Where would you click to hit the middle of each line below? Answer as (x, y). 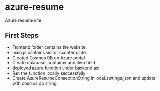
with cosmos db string (34, 83)
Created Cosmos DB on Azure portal (48, 58)
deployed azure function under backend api (56, 68)
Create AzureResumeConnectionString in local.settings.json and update (84, 78)
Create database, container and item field (54, 62)
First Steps (22, 36)
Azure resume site (23, 20)
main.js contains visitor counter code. (49, 52)
